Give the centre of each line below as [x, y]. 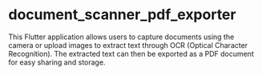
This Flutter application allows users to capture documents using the [121, 37]
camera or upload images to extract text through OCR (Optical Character [128, 45]
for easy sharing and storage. [57, 62]
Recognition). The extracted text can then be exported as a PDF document [131, 53]
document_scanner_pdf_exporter [122, 15]
